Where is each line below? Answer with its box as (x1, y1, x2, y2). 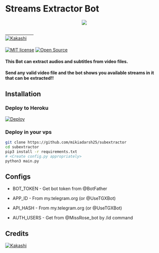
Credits (5, 229, 29, 238)
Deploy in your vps (5, 128, 52, 135)
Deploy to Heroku (5, 105, 49, 112)
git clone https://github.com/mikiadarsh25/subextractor (5, 140, 127, 145)
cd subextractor (5, 144, 39, 149)
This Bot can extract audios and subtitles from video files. (5, 58, 128, 64)
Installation (5, 90, 41, 98)
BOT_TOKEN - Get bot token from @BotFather (12, 186, 107, 192)
